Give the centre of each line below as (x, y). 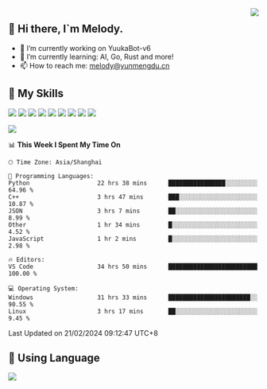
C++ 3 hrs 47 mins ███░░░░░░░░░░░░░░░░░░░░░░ (133, 197)
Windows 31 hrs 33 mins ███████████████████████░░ (133, 298)
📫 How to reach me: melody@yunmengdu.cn (95, 65)
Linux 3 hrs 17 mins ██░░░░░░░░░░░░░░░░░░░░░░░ (133, 311)
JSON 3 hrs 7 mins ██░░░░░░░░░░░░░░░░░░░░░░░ (133, 211)
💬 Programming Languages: (51, 176)
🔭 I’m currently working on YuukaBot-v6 (85, 48)
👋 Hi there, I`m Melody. (66, 29)
